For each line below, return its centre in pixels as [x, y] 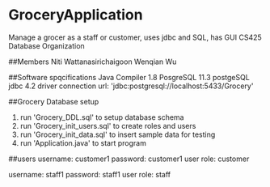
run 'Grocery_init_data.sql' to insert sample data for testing [118, 134]
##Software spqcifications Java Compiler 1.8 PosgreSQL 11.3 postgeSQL [129, 77]
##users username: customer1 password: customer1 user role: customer [129, 159]
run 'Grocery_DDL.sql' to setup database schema [102, 117]
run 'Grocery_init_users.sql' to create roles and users [108, 125]
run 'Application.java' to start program [83, 142]
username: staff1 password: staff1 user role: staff [90, 174]
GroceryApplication [76, 15]
